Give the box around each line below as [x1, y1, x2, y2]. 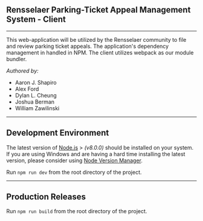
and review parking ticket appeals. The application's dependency [6, 42, 169, 50]
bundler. [6, 55, 27, 62]
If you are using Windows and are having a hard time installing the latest [6, 150, 185, 157]
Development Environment [6, 128, 109, 138]
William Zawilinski [14, 104, 60, 111]
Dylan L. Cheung [14, 91, 57, 99]
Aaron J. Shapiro [14, 79, 57, 86]
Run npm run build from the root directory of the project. [6, 208, 147, 215]
